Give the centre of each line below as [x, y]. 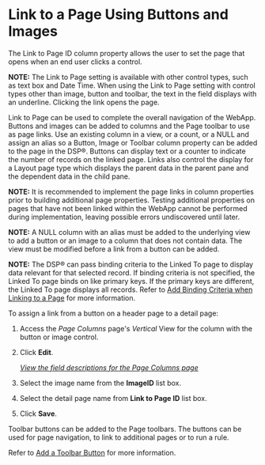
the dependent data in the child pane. [69, 176]
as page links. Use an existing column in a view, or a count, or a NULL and [129, 134]
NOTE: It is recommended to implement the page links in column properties [131, 191]
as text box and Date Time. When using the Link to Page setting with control [132, 85]
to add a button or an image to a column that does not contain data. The [125, 240]
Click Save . [38, 414]
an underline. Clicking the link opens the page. [84, 102]
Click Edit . [36, 352]
